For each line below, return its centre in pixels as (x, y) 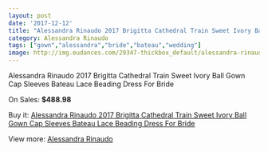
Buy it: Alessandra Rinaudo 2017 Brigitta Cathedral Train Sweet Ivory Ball (128, 115)
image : (19, 53)
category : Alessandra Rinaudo (59, 38)
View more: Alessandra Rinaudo (61, 139)
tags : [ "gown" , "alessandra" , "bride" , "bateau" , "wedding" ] (105, 46)
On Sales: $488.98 (40, 99)
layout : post (30, 16)
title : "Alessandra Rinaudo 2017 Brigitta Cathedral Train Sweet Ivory (130, 30)
